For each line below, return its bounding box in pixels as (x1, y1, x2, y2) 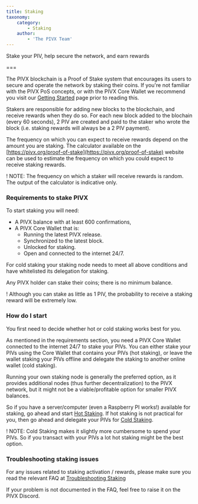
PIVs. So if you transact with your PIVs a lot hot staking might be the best (6, 434, 184, 441)
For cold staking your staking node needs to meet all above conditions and (6, 261, 188, 269)
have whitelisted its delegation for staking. (6, 267, 109, 275)
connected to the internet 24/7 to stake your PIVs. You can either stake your (6, 343, 191, 350)
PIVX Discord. (6, 492, 40, 499)
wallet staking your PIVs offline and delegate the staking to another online (6, 356, 186, 363)
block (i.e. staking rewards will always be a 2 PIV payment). (6, 125, 151, 131)
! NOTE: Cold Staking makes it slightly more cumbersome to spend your (6, 427, 181, 435)
